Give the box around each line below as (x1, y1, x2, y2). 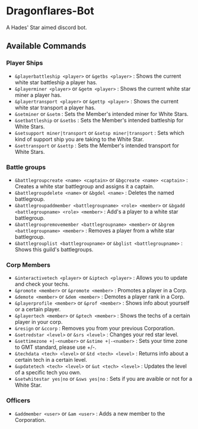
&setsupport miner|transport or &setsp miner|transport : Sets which (14, 129, 185, 136)
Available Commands (6, 41, 87, 51)
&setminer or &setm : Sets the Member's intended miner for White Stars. (14, 110, 189, 117)
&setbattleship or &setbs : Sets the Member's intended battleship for (14, 116, 184, 124)
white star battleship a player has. (14, 78, 98, 86)
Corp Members (6, 260, 50, 269)
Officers (6, 396, 31, 405)
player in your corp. (14, 318, 63, 326)
